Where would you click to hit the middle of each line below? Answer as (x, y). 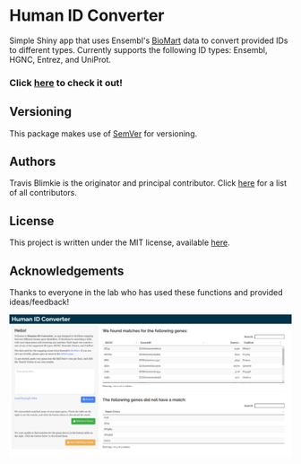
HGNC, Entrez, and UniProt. (60, 59)
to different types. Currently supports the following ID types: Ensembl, (138, 49)
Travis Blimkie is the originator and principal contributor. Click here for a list (148, 183)
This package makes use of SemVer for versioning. (103, 133)
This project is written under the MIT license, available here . (120, 242)
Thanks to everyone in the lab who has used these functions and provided (146, 293)
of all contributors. (43, 193)
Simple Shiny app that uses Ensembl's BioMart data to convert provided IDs (149, 40)
